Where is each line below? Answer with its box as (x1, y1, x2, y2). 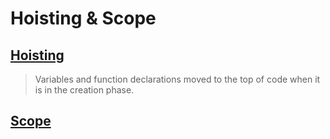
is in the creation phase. (34, 84, 135, 96)
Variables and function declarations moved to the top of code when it (34, 73, 321, 85)
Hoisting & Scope (10, 7, 157, 30)
